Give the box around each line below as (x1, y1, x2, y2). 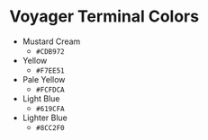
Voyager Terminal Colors (9, 6, 200, 27)
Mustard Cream (22, 36, 81, 47)
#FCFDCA (35, 85, 65, 94)
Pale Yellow (22, 74, 66, 84)
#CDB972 (35, 47, 65, 56)
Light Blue (22, 92, 60, 104)
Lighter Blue (22, 112, 68, 123)
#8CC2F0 (35, 123, 65, 132)
